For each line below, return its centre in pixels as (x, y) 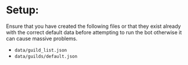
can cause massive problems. (42, 38)
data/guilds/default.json (46, 56)
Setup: (22, 10)
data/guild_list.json (40, 50)
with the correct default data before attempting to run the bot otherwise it (94, 32)
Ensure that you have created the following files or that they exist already (94, 26)
